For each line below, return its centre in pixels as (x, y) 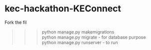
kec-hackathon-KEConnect (63, 9)
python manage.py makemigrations (78, 32)
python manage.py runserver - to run (80, 42)
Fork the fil (16, 22)
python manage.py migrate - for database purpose (94, 37)
